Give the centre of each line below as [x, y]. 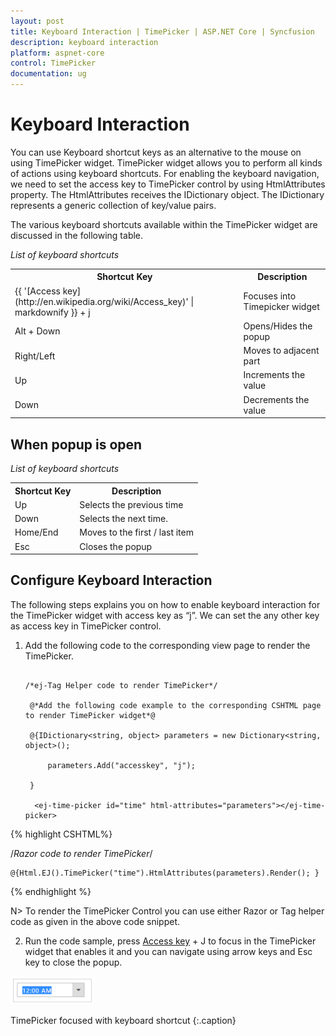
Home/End [36, 532]
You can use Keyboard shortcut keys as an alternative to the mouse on [156, 152]
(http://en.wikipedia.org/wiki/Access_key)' [101, 301]
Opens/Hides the [278, 326]
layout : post [37, 21]
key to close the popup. [73, 962]
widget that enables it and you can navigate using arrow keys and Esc [168, 951]
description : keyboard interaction [84, 42]
